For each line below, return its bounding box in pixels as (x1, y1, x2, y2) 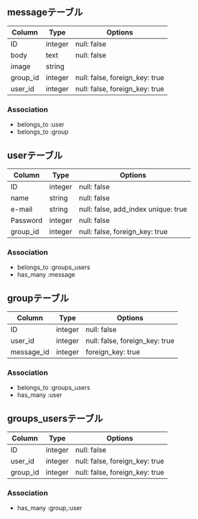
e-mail (10, 204, 33, 214)
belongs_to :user (16, 120, 65, 129)
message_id (10, 347, 49, 357)
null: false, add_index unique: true (78, 204, 188, 214)
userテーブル (7, 149, 63, 161)
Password (10, 215, 43, 225)
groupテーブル (7, 292, 69, 304)
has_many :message (16, 271, 76, 279)
